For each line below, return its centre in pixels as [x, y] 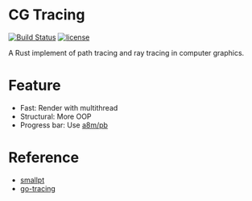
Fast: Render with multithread [69, 107]
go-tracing [38, 188]
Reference [43, 158]
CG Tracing [47, 15]
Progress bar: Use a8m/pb [64, 125]
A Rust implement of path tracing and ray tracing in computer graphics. [126, 52]
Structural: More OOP [56, 116]
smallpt [32, 180]
